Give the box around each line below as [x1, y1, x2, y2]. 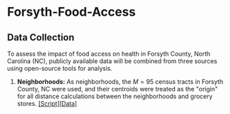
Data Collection [7, 32, 75, 43]
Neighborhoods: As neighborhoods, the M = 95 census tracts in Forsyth [16, 78, 224, 86]
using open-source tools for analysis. [7, 65, 113, 72]
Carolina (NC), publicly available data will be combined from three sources [7, 57, 218, 65]
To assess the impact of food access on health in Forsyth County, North [7, 49, 211, 58]
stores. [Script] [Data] [16, 100, 78, 107]
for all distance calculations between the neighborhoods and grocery [16, 92, 213, 100]
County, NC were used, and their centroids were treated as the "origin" [16, 85, 218, 93]
